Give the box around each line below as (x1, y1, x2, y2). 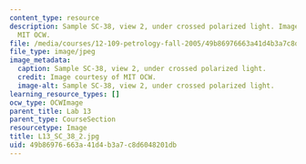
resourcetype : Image (9, 124, 88, 133)
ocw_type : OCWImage (9, 97, 84, 108)
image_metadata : (9, 56, 71, 65)
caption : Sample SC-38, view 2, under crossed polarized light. (17, 65, 267, 74)
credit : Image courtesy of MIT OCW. (17, 73, 157, 82)
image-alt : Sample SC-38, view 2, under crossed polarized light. (17, 81, 275, 90)
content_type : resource (9, 13, 100, 23)
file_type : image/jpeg (9, 47, 96, 56)
